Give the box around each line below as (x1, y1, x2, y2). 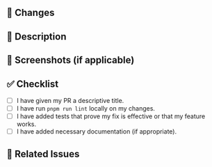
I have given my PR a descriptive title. (16, 96, 124, 104)
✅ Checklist (6, 78, 59, 90)
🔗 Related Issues (6, 148, 80, 160)
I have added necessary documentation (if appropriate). (16, 127, 177, 136)
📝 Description (6, 31, 67, 42)
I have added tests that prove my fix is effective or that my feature (16, 112, 206, 120)
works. (16, 120, 36, 129)
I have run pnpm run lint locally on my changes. (16, 104, 156, 113)
